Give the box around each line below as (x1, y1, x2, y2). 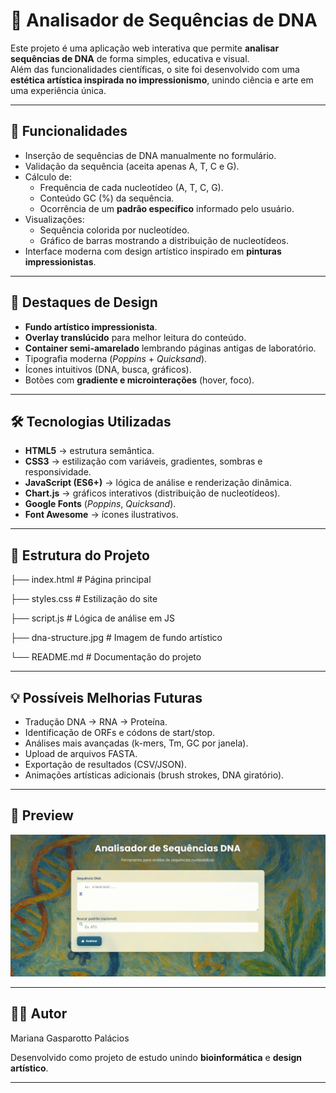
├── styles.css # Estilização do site (10, 593, 158, 605)
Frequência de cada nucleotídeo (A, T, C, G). (39, 181, 224, 193)
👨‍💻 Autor (10, 1005, 68, 1023)
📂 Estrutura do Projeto (10, 547, 150, 564)
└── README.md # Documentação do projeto (10, 651, 202, 663)
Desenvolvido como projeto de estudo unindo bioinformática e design (10, 1051, 303, 1063)
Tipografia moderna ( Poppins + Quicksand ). (24, 352, 208, 364)
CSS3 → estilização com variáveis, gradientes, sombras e (24, 455, 263, 468)
